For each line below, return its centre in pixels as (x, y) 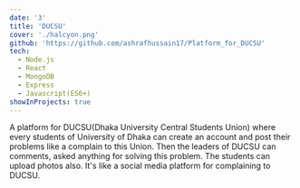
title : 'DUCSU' (38, 26)
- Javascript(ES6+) (54, 93)
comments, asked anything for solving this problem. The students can (140, 156)
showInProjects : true (50, 102)
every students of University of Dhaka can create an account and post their (150, 137)
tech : (19, 52)
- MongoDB (36, 77)
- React (32, 69)
